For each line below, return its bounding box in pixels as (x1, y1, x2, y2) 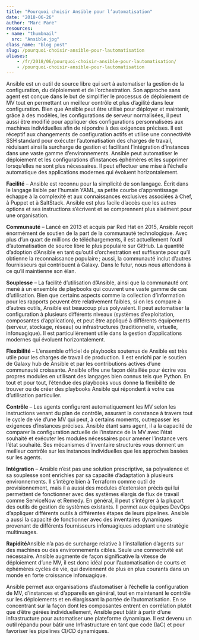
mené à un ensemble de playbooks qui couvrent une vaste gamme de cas (6, 286, 187, 293)
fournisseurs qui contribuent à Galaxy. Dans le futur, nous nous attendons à (6, 261, 191, 268)
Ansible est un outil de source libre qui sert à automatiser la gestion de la (6, 80, 184, 87)
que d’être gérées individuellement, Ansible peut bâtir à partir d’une (6, 608, 171, 616)
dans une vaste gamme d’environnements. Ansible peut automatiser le (6, 150, 178, 157)
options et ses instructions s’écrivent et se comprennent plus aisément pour (6, 206, 192, 213)
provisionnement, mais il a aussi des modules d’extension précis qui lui (6, 484, 179, 491)
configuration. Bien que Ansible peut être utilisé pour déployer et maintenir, (6, 105, 190, 113)
